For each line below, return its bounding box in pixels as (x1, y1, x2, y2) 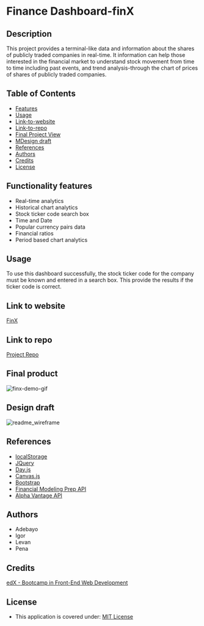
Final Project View (15, 130, 61, 138)
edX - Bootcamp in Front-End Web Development (6, 579, 128, 586)
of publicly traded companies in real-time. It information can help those (6, 51, 186, 59)
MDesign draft (15, 137, 52, 144)
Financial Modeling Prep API (15, 485, 87, 493)
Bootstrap (15, 479, 40, 486)
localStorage (15, 452, 48, 460)
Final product (6, 369, 58, 379)
